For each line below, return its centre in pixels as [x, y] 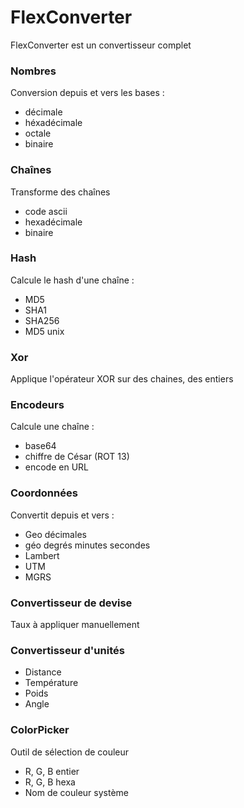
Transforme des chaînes [60, 192]
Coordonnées [44, 493]
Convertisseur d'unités [67, 650]
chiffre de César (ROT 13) [77, 457]
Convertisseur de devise [71, 603]
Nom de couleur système [77, 792]
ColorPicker [40, 730]
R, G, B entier [52, 771]
